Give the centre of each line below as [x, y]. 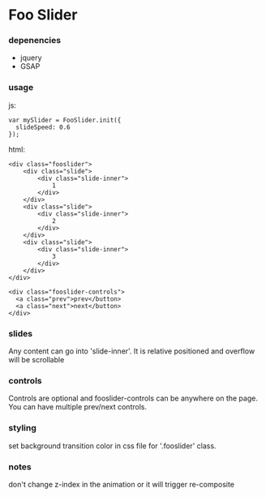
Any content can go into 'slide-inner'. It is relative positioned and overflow [132, 351]
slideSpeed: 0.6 [43, 127]
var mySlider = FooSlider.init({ [65, 120]
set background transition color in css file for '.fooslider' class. [112, 446]
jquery [31, 58]
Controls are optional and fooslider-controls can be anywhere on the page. [133, 398]
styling [22, 428]
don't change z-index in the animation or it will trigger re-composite [122, 484]
